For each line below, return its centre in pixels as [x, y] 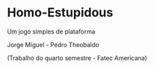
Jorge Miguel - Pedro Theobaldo [53, 44]
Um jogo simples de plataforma [51, 31]
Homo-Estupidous [60, 13]
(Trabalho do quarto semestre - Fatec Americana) [77, 58]
